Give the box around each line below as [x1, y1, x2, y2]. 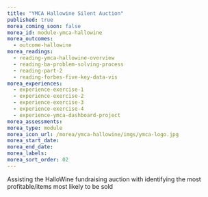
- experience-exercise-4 [13, 105, 84, 112]
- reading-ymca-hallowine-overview [13, 55, 115, 62]
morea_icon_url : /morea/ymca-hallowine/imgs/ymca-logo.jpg [7, 131, 179, 137]
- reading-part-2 [13, 67, 63, 74]
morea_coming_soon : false [7, 23, 81, 29]
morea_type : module [7, 124, 63, 131]
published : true [7, 16, 53, 23]
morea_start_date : [7, 137, 60, 144]
